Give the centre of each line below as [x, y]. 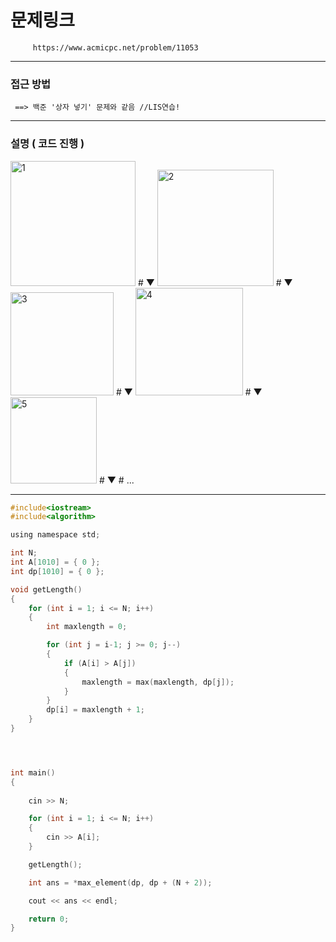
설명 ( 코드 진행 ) [47, 144]
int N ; [24, 553]
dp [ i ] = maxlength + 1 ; [95, 710]
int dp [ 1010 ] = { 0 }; [57, 571]
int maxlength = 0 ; [87, 627]
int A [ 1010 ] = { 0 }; [55, 562]
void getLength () [46, 589]
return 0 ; [49, 919]
